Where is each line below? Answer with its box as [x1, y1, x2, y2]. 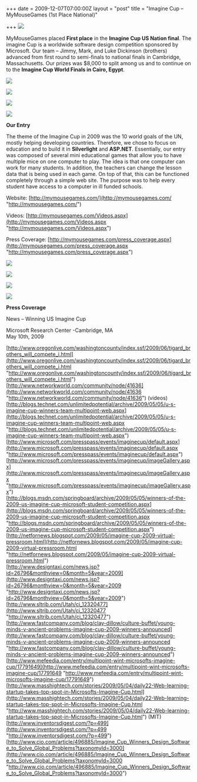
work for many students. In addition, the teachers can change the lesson [6, 164, 182, 171]
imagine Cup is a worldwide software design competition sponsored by [6, 41, 179, 48]
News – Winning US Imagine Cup [6, 315, 86, 322]
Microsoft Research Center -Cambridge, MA [6, 327, 113, 334]
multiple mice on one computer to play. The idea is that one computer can [6, 158, 185, 165]
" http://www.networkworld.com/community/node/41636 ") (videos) [6, 394, 168, 401]
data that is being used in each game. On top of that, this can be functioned [6, 171, 189, 177]
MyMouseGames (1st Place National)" [6, 11, 98, 18]
